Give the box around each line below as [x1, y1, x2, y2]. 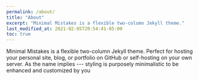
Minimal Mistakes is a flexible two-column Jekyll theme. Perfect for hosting [6, 48, 193, 55]
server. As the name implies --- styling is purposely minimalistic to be [6, 61, 179, 68]
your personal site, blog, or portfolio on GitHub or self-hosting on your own [6, 54, 192, 61]
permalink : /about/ [6, 8, 55, 15]
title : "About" [6, 14, 45, 20]
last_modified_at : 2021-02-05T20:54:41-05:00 [6, 25, 122, 32]
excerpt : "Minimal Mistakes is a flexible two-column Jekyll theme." [6, 20, 185, 26]
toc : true [6, 31, 31, 37]
